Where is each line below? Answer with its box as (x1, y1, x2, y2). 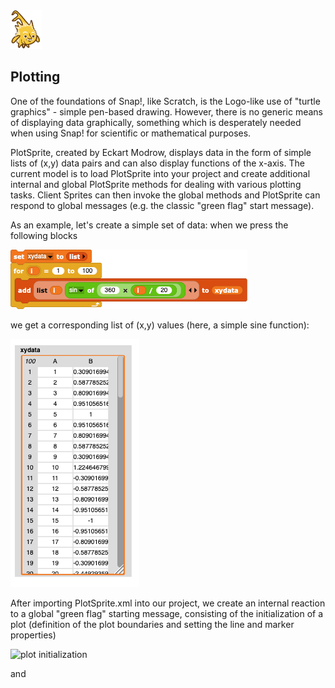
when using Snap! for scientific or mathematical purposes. (10, 127, 252, 139)
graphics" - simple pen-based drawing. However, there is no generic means (10, 105, 323, 118)
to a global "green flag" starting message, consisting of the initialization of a (10, 607, 324, 619)
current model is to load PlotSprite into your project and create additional (10, 167, 311, 179)
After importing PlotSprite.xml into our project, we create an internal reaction (10, 597, 326, 609)
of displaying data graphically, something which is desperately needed (10, 116, 302, 128)
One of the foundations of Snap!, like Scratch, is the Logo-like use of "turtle (10, 95, 321, 107)
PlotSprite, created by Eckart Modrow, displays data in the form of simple (10, 146, 312, 158)
